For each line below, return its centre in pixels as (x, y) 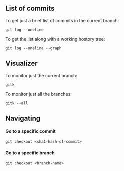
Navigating (23, 119)
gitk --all (17, 103)
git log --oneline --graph (33, 48)
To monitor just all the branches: (38, 94)
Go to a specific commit (31, 131)
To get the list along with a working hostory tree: (55, 39)
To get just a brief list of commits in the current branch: (62, 20)
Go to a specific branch (30, 153)
